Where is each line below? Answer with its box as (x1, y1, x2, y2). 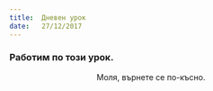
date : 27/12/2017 (9, 22, 83, 31)
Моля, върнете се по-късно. (96, 71, 206, 82)
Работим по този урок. (9, 51, 114, 64)
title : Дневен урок (9, 13, 87, 23)
